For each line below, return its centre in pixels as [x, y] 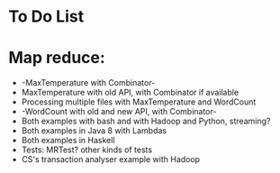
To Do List [46, 17]
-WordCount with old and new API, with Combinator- [119, 112]
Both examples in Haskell [68, 141]
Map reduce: [57, 58]
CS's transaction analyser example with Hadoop [110, 159]
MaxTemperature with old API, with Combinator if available [130, 93]
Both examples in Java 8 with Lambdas [94, 131]
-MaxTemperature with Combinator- [88, 83]
